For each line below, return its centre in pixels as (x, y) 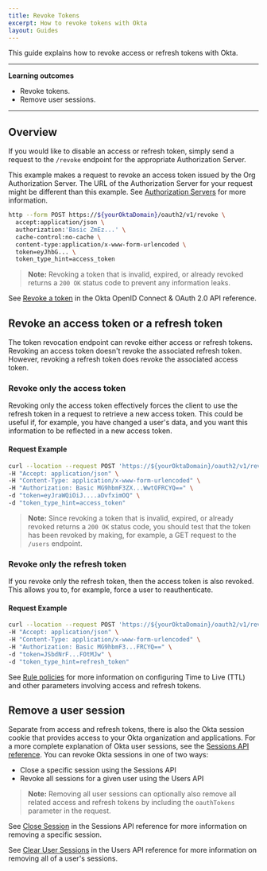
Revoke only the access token (67, 389)
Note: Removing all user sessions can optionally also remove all (132, 794)
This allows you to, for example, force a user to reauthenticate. (110, 590)
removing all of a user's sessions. (63, 858)
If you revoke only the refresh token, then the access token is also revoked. (131, 582)
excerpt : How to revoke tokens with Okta (78, 23)
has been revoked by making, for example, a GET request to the (132, 535)
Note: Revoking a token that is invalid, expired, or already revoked (135, 274)
